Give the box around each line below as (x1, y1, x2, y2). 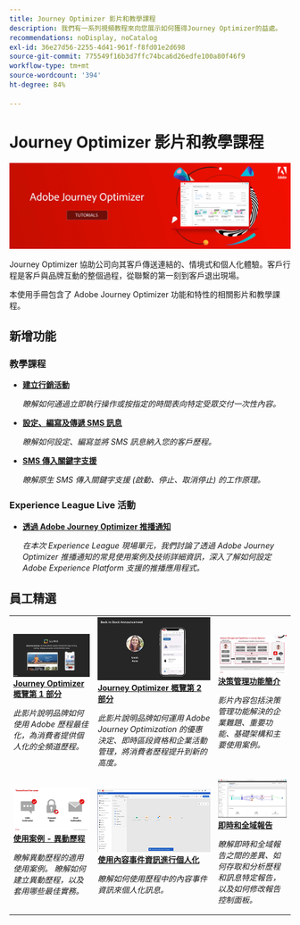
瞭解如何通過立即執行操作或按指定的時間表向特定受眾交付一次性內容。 (21, 398, 281, 410)
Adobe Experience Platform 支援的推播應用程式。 (21, 562, 204, 573)
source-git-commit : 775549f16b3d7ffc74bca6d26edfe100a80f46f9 (9, 52, 246, 62)
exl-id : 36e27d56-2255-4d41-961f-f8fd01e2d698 (9, 43, 186, 52)
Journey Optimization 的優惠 (97, 724, 203, 735)
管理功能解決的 (217, 706, 273, 717)
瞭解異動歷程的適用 (12, 852, 84, 862)
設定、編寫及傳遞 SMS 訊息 (21, 418, 122, 429)
